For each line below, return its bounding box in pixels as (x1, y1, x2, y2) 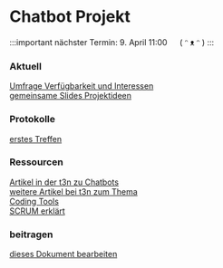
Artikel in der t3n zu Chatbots (9, 177, 120, 187)
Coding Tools (9, 196, 59, 206)
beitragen (9, 228, 53, 241)
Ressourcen (9, 156, 63, 168)
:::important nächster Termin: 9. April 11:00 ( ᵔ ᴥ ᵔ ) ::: (9, 36, 215, 47)
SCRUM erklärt (9, 206, 65, 216)
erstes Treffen (9, 133, 63, 144)
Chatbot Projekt (9, 6, 131, 27)
